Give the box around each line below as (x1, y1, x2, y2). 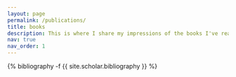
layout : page (7, 10, 46, 17)
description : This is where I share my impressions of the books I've (7, 29, 218, 37)
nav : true (7, 36, 37, 43)
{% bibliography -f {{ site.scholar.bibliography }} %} (7, 62, 158, 70)
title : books (7, 23, 46, 30)
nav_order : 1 (7, 43, 46, 50)
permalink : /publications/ (7, 17, 86, 24)
